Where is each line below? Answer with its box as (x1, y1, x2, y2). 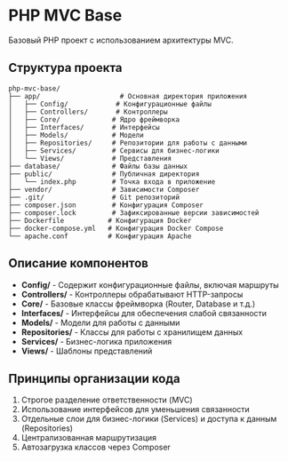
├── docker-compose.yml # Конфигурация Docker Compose (8, 224, 224, 233)
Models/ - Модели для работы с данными (20, 317, 180, 328)
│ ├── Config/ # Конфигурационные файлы (8, 99, 212, 108)
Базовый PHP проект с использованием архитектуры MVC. (8, 35, 235, 45)
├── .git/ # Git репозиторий (8, 193, 180, 202)
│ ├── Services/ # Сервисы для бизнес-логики (8, 146, 220, 155)
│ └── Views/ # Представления (8, 154, 172, 163)
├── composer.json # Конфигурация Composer (8, 201, 204, 210)
